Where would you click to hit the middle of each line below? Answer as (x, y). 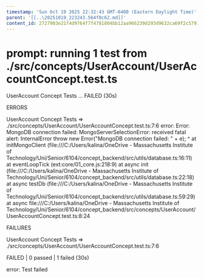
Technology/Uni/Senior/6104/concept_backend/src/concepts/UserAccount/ (101, 209)
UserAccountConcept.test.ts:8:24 (48, 216)
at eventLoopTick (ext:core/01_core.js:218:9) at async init (77, 164)
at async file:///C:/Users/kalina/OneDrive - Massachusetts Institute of (93, 203)
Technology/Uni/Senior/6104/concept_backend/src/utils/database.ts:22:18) (100, 177)
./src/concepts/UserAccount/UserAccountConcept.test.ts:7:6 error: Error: (98, 126)
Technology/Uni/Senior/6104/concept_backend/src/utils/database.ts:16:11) (99, 158)
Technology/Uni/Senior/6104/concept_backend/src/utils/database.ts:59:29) (101, 197)
